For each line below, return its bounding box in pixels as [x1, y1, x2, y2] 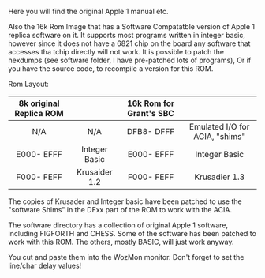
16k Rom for [127, 98, 175, 109]
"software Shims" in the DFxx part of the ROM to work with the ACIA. [8, 205, 233, 214]
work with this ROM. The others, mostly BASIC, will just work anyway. [8, 237, 234, 246]
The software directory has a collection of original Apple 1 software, [8, 220, 229, 230]
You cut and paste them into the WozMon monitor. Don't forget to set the [8, 253, 244, 261]
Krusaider [76, 167, 113, 177]
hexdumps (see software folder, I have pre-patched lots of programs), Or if [8, 55, 252, 65]
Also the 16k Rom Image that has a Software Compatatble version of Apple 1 [8, 22, 256, 31]
